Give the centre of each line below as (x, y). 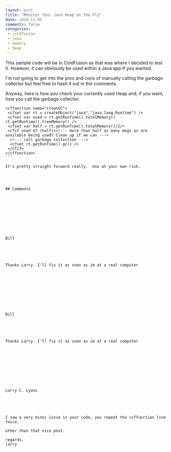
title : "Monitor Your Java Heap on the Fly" (54, 15)
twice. (12, 422)
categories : (18, 29)
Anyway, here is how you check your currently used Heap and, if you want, (84, 93)
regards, (15, 440)
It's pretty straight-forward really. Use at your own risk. (73, 166)
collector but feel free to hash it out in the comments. (61, 83)
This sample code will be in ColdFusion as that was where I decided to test (84, 62)
